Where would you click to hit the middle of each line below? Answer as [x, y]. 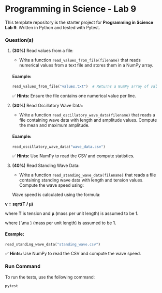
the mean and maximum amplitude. [54, 125]
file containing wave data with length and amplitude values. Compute [88, 120]
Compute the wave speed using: [52, 185]
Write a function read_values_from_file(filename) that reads [80, 60]
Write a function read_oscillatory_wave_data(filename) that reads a [87, 115]
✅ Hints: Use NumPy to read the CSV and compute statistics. [73, 156]
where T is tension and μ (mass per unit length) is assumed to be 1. [72, 213]
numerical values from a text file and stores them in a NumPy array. [86, 65]
